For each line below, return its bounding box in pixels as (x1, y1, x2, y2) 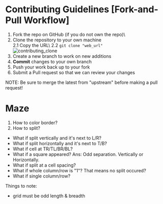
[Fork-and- (111, 4, 158, 15)
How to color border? (12, 119, 58, 126)
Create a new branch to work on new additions (12, 53, 111, 59)
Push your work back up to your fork (12, 64, 90, 70)
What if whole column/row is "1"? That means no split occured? (12, 167, 147, 173)
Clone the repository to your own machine (12, 37, 102, 43)
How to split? (12, 125, 40, 131)
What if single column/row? (12, 173, 71, 179)
